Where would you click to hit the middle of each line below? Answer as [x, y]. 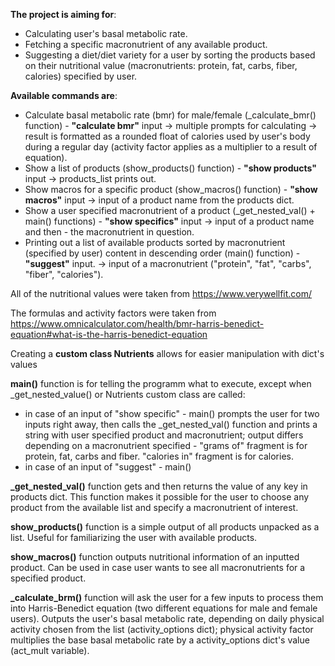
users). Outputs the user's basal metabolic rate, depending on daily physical [167, 618]
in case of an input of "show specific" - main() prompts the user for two [172, 413]
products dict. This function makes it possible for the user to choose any [160, 497]
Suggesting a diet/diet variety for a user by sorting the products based [170, 55]
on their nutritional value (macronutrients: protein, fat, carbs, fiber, [161, 65]
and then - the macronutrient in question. [109, 232]
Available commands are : [64, 95]
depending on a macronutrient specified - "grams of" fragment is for [166, 445]
